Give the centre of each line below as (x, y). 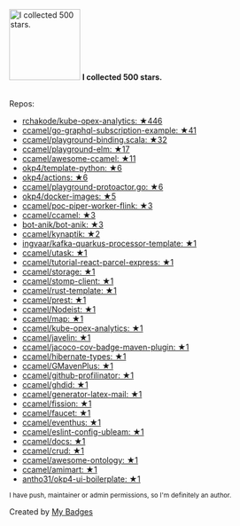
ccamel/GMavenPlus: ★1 (67, 366)
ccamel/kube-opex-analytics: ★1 (82, 328)
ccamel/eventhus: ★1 (62, 422)
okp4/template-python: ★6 (72, 168)
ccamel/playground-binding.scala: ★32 (94, 140)
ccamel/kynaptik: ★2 (61, 234)
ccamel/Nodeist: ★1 (58, 309)
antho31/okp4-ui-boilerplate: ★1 (81, 479)
